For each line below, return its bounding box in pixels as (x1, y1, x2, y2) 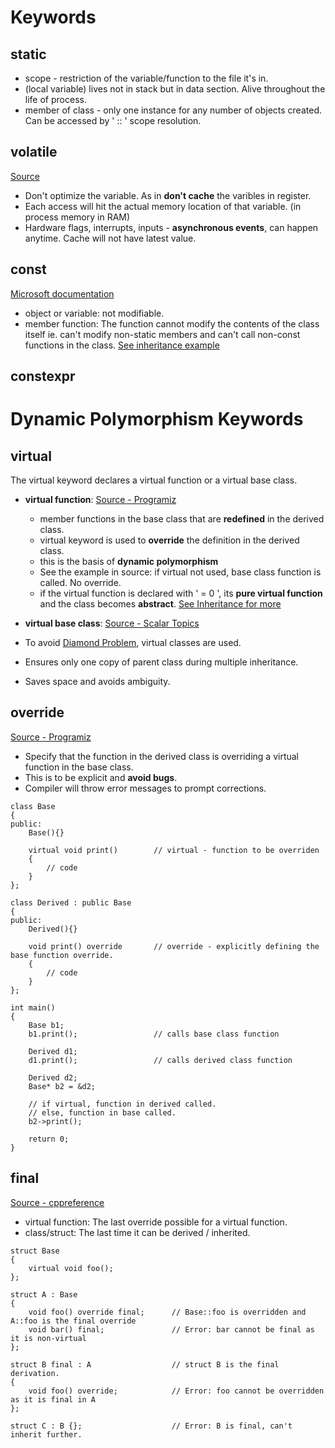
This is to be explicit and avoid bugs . (24, 771, 178, 783)
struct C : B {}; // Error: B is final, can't (10, 1421, 293, 1431)
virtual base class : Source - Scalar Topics (24, 617, 200, 630)
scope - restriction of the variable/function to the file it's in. (24, 72, 269, 84)
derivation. (10, 1368, 60, 1378)
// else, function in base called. (28, 1107, 177, 1118)
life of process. (24, 94, 87, 105)
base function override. (10, 950, 114, 960)
